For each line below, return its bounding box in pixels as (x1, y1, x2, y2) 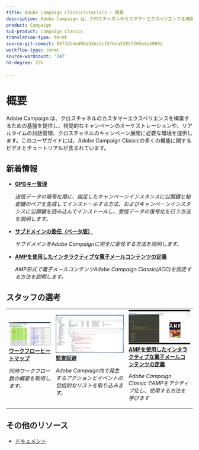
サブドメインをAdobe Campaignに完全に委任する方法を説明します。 (14, 240, 182, 248)
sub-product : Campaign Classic (6, 28, 84, 34)
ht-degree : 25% (6, 59, 44, 65)
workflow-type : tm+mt (6, 47, 60, 53)
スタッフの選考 (6, 292, 61, 302)
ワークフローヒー (8, 347, 50, 354)
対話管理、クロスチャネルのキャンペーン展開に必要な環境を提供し (31, 129, 192, 137)
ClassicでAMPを (128, 380, 169, 387)
